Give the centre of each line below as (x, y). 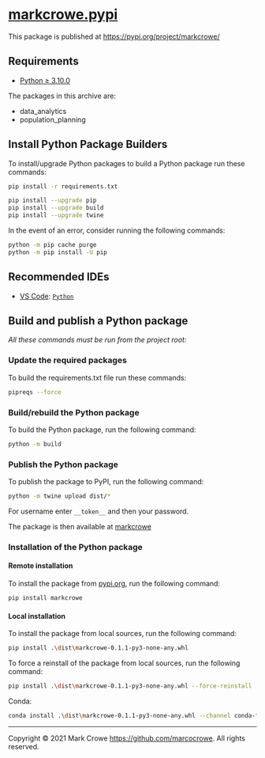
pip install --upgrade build (56, 208)
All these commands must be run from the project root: (97, 340)
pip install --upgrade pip (52, 201)
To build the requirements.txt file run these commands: (97, 377)
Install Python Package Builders (88, 144)
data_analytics (43, 111)
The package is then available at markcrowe (80, 526)
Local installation (37, 616)
